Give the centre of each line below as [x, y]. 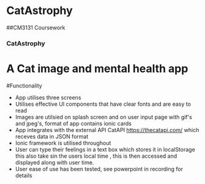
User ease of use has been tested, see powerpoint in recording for [99, 169]
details [24, 175]
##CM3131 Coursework [36, 28]
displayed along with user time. [54, 162]
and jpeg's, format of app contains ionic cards [73, 123]
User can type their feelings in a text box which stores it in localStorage [105, 149]
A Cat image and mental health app [97, 69]
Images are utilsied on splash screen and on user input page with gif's [104, 117]
